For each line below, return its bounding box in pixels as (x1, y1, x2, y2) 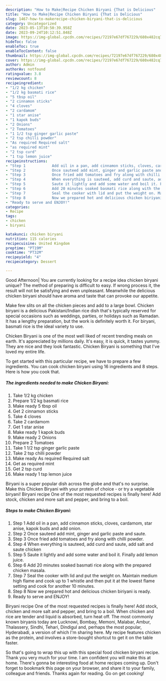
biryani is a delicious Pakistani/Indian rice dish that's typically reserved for (5, 307, 157, 313)
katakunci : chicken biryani (5, 231, 64, 237)
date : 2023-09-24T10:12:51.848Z (5, 30, 72, 35)
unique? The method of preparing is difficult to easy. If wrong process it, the (5, 282, 161, 288)
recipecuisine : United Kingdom (5, 241, 70, 246)
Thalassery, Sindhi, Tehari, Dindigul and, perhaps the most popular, (5, 624, 142, 630)
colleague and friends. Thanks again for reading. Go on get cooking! (5, 670, 144, 676)
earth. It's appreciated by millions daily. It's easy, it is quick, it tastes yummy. (5, 338, 161, 344)
